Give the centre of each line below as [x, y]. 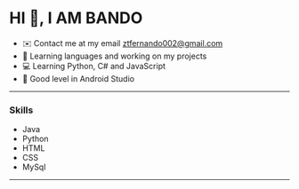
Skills [21, 110]
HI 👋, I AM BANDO [76, 18]
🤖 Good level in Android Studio [78, 78]
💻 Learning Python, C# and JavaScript [94, 66]
